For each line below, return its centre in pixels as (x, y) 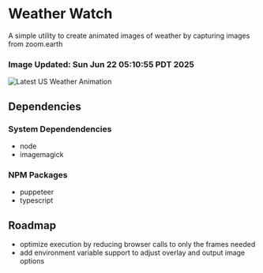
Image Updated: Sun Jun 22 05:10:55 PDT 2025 (101, 64)
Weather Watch (60, 14)
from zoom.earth (36, 43)
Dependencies (45, 106)
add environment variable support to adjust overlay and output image (132, 252)
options (32, 261)
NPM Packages (38, 174)
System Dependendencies (60, 129)
